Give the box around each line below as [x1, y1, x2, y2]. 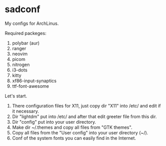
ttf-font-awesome [12, 83, 49, 89]
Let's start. [5, 93, 27, 99]
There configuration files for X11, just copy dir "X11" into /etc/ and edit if [12, 102, 161, 108]
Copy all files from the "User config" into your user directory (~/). [12, 129, 149, 135]
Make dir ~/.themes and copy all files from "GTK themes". [12, 124, 133, 130]
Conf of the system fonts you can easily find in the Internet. [12, 135, 136, 141]
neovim [12, 51, 28, 57]
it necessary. [12, 108, 39, 114]
